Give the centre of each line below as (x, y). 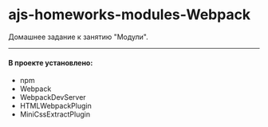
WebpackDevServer (53, 97)
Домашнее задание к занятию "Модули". (79, 37)
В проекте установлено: (51, 62)
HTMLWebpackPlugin (55, 106)
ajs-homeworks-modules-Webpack (130, 15)
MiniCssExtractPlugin (55, 114)
